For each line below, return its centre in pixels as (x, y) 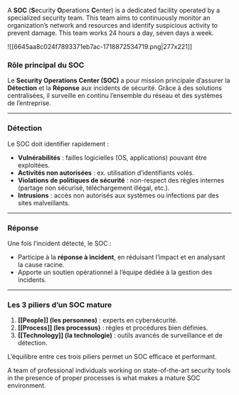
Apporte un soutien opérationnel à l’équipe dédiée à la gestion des (115, 272)
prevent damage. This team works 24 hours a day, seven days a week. (111, 33)
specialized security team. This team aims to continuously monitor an (109, 18)
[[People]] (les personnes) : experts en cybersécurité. (97, 320)
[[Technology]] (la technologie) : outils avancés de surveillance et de (120, 335)
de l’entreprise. (30, 103)
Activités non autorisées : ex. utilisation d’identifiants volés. (106, 173)
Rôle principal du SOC (46, 65)
